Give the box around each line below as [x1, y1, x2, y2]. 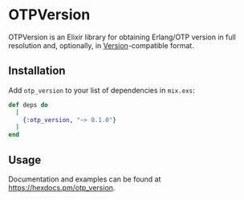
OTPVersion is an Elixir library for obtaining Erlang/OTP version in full [8, 32, 237, 42]
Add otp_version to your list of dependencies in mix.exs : [8, 85, 195, 95]
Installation [8, 64, 66, 78]
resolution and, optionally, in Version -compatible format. [8, 40, 194, 50]
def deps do [8, 100, 48, 109]
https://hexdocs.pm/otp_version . [8, 182, 116, 192]
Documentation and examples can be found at [8, 174, 161, 184]
